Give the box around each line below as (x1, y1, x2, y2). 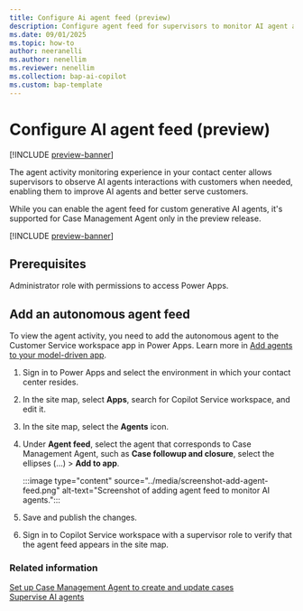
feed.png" (22, 485, 60, 496)
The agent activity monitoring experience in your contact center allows (9, 166, 272, 177)
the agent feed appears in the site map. (22, 539, 170, 551)
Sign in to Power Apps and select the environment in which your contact (22, 367, 291, 378)
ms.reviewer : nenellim (9, 64, 95, 73)
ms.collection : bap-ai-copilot (9, 72, 127, 81)
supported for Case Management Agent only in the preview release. (9, 213, 262, 224)
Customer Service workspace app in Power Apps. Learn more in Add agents (9, 340, 293, 351)
